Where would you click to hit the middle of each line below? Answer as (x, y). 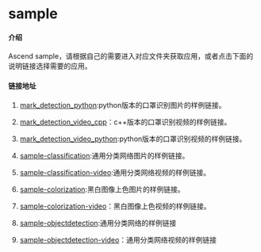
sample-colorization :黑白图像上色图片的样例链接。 (102, 189)
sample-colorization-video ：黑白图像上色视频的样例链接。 (115, 206)
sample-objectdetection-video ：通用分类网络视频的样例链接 (118, 239)
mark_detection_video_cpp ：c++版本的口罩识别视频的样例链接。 (125, 122)
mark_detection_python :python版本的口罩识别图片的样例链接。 (123, 105)
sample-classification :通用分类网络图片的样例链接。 (104, 155)
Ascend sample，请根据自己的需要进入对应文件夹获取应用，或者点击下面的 (131, 56)
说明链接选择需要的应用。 (50, 66)
